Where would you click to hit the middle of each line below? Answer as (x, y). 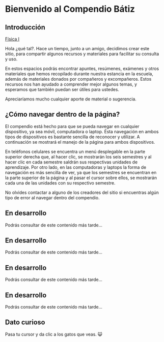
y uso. (11, 59)
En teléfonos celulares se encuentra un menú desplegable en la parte (75, 152)
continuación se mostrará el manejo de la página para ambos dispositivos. (80, 142)
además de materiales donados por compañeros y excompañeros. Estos (78, 79)
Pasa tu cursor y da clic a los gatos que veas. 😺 (54, 334)
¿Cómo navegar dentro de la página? (63, 114)
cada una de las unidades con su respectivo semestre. (60, 183)
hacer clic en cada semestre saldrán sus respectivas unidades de (71, 162)
